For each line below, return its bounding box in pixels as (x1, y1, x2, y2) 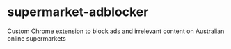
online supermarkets (7, 34, 66, 42)
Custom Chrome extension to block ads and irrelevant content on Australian (7, 27, 225, 35)
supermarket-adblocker (7, 4, 149, 20)
